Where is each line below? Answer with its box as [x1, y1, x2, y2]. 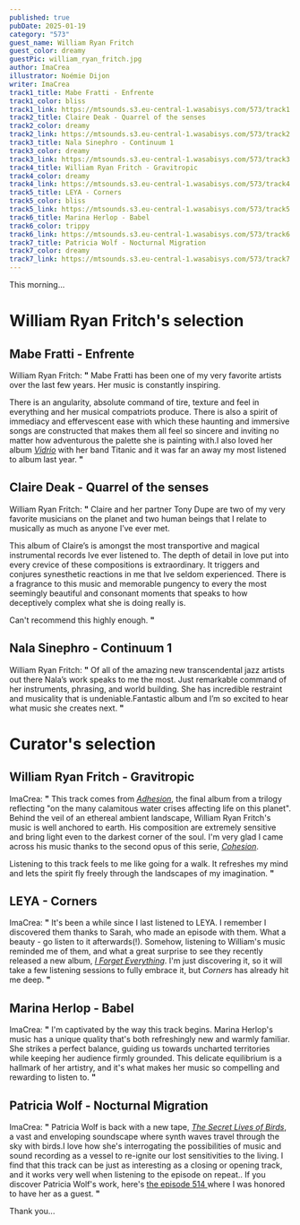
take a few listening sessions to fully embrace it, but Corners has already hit [9, 965, 289, 976]
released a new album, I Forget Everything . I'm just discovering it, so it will [9, 955, 283, 966]
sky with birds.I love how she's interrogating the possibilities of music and [9, 1141, 282, 1152]
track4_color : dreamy [9, 171, 90, 180]
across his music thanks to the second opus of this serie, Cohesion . [9, 841, 260, 851]
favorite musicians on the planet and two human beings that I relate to [9, 513, 267, 524]
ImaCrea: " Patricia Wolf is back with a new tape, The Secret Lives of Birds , [9, 1122, 287, 1133]
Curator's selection [9, 734, 157, 754]
